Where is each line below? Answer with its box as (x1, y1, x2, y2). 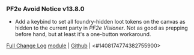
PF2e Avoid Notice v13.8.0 (6, 5, 85, 13)
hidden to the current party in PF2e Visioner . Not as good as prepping (14, 24, 188, 31)
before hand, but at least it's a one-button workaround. (14, 31, 151, 38)
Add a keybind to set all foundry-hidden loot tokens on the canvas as (14, 18, 186, 25)
